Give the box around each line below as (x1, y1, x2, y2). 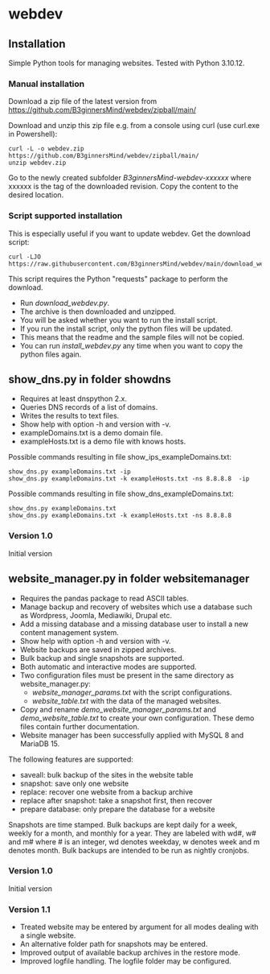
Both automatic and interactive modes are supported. (19, 662, 197, 671)
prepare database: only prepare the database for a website (19, 804, 215, 814)
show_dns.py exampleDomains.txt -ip (8, 468, 131, 476)
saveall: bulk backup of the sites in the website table (19, 770, 194, 779)
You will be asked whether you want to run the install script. (19, 315, 218, 324)
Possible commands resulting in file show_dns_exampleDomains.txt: (8, 489, 235, 499)
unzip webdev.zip (8, 159, 67, 167)
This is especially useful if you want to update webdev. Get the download (8, 229, 251, 238)
